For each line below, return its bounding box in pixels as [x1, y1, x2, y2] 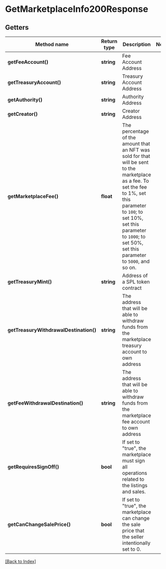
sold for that [122, 153, 151, 159]
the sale [122, 521, 141, 528]
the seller [122, 533, 144, 540]
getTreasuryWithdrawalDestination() [7, 327, 96, 333]
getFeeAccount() [7, 58, 48, 65]
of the [122, 134, 136, 141]
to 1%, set [122, 190, 146, 197]
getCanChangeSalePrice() [7, 521, 71, 528]
